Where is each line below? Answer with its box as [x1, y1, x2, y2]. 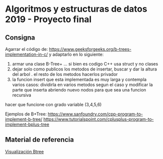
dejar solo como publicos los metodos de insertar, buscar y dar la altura [12, 66, 157, 72]
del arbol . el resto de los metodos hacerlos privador [12, 71, 118, 77]
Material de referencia [5, 136, 74, 144]
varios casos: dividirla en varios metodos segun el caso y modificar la [12, 82, 153, 88]
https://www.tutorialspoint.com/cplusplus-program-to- [43, 116, 154, 122]
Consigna [5, 33, 35, 42]
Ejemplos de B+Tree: [5, 111, 47, 117]
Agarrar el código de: [5, 46, 48, 52]
